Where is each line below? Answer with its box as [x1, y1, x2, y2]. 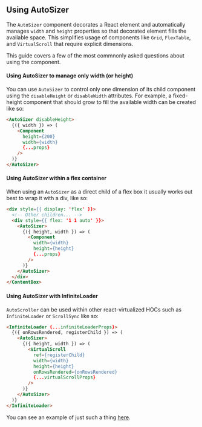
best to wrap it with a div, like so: [6, 195, 88, 202]
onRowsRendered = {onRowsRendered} [33, 369, 118, 375]
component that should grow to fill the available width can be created [23, 99, 197, 106]
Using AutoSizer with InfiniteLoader [6, 292, 99, 299]
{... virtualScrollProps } [33, 374, 96, 380]
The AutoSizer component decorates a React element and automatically [6, 21, 186, 28]
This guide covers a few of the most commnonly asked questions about [6, 51, 184, 59]
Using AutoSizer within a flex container [6, 175, 107, 182]
